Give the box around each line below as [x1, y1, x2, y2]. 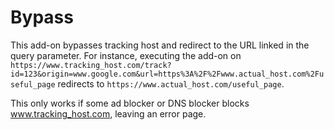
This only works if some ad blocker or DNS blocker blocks [10, 97, 250, 109]
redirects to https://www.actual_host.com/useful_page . [57, 77, 285, 90]
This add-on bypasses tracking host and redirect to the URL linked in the [10, 39, 310, 51]
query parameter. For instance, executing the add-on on [10, 49, 242, 61]
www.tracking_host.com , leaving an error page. [10, 107, 207, 120]
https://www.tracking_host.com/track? [10, 60, 172, 70]
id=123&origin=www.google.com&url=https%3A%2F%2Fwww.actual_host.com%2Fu [10, 69, 325, 79]
